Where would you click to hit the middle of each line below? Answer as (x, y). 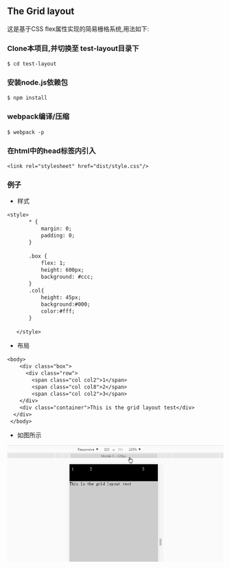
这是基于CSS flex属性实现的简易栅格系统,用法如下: (78, 29)
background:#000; (66, 305)
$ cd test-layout (32, 64)
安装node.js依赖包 (38, 83)
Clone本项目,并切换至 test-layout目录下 (73, 48)
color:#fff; (58, 312)
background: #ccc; (67, 277)
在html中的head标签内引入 (51, 151)
